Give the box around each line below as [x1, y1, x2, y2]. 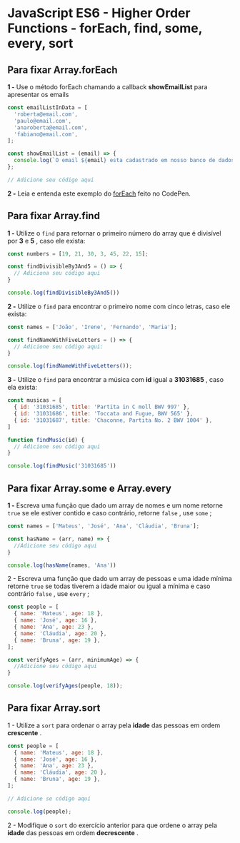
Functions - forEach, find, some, [7, 20, 202, 36]
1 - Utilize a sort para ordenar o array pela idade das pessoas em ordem [7, 721, 221, 730]
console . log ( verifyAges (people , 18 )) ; [7, 682, 123, 690]
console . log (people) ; [7, 808, 72, 815]
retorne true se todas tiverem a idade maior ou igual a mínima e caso [7, 582, 211, 590]
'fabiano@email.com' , [14, 131, 79, 138]
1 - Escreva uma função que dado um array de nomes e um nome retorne [7, 501, 224, 510]
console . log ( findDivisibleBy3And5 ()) [7, 289, 120, 297]
